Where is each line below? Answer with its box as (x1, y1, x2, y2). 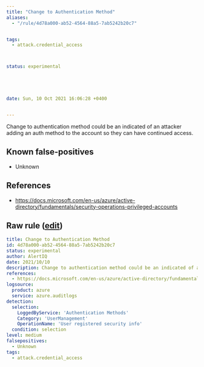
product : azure (12, 287, 50, 294)
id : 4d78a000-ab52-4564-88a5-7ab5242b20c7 (6, 242, 115, 248)
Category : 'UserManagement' (17, 316, 88, 322)
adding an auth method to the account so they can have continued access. (6, 129, 194, 136)
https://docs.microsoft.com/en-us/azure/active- (15, 196, 135, 203)
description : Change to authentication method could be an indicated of (6, 265, 194, 271)
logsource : (6, 282, 34, 288)
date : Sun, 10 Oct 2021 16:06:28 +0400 (6, 96, 107, 102)
